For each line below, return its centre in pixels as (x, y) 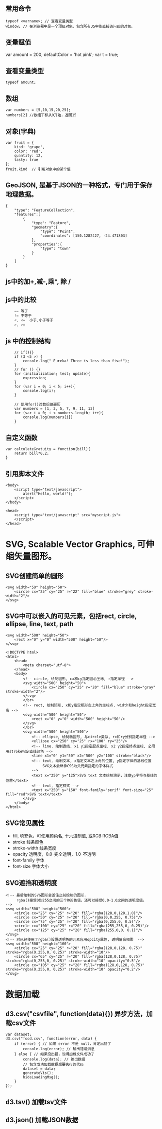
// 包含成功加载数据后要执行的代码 (53, 1065)
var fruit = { (20, 143)
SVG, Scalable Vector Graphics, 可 (76, 544)
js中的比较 (21, 300)
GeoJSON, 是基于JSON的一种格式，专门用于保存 (79, 185)
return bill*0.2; (32, 454)
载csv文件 (21, 1023)
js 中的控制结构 (28, 341)
